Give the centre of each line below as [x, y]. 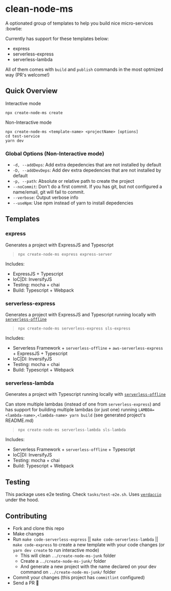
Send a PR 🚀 [26, 583]
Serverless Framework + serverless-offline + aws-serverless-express [88, 348]
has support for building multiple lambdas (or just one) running [71, 410]
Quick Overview [31, 91]
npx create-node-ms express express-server [65, 254]
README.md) [20, 421]
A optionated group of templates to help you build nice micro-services [79, 23]
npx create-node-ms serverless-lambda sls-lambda [72, 430]
